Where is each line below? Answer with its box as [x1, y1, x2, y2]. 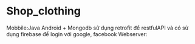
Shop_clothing [6, 4, 81, 18]
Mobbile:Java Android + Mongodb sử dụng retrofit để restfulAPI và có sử [6, 24, 189, 31]
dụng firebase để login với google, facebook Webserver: [6, 30, 148, 37]
